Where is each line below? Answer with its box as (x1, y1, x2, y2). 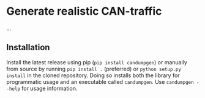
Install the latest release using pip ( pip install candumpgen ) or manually (6, 58, 188, 66)
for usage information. (21, 85, 78, 92)
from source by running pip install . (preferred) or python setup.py (6, 65, 182, 72)
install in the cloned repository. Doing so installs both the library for (6, 72, 180, 79)
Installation (6, 42, 50, 53)
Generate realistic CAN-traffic (6, 4, 162, 18)
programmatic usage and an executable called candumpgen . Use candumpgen (6, 78, 194, 85)
